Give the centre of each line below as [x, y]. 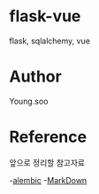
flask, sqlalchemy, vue [50, 41]
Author [35, 77]
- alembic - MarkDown [48, 180]
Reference [48, 137]
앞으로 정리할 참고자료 [47, 162]
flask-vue [45, 16]
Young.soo [29, 101]
